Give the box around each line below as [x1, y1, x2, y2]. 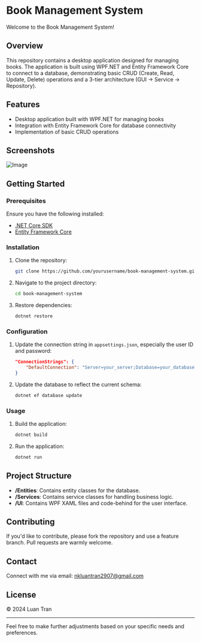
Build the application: [14, 420, 67, 428]
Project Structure [6, 471, 72, 481]
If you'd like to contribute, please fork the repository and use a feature [6, 532, 179, 540]
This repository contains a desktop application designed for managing [6, 56, 179, 63]
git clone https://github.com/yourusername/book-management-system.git [14, 268, 197, 274]
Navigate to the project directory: [14, 279, 97, 286]
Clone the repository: [14, 257, 68, 264]
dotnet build [14, 432, 48, 438]
